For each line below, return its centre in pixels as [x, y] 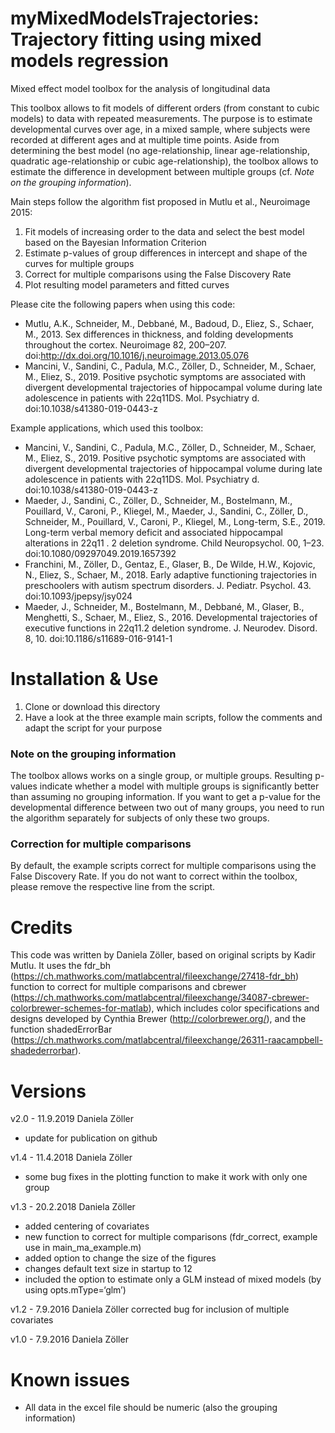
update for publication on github [91, 1138]
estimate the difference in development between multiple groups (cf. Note [162, 171]
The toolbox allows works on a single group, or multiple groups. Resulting [161, 776]
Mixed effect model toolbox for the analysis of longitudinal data [140, 88]
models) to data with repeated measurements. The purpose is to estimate [161, 118]
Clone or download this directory [92, 706]
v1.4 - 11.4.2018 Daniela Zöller [71, 1158]
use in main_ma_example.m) [83, 1248]
